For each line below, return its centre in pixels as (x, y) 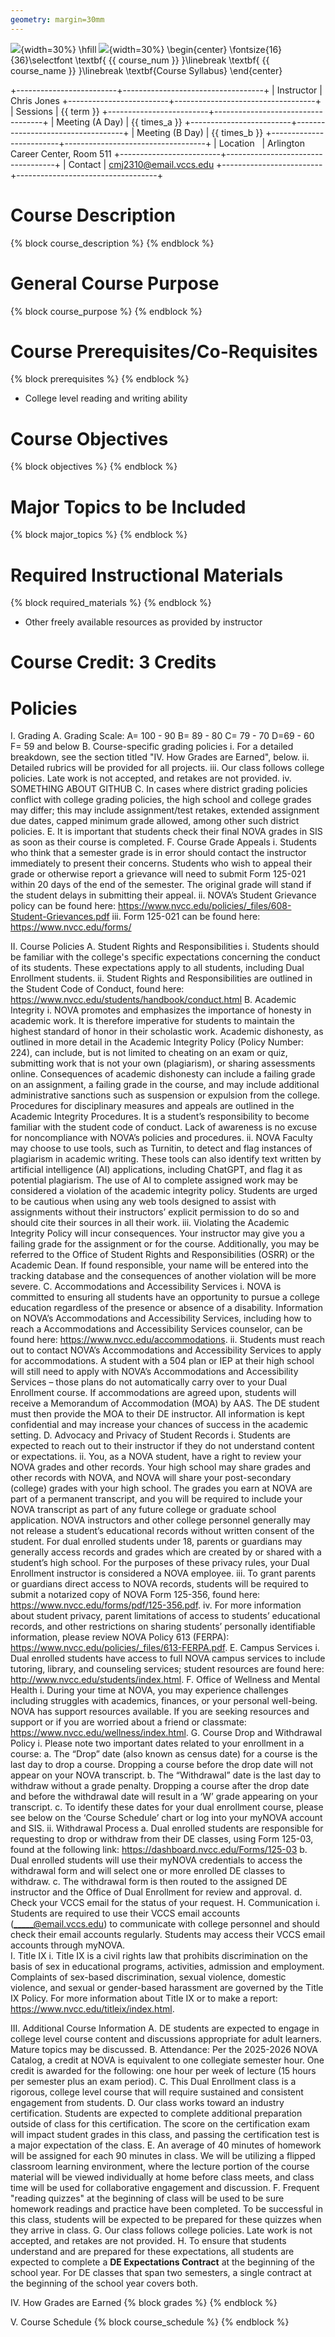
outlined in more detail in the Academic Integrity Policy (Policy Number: (157, 1042)
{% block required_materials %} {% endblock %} (111, 603)
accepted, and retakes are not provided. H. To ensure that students (148, 2241)
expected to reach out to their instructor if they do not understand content (162, 1446)
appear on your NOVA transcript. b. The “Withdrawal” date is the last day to (166, 1775)
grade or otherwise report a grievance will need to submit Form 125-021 (158, 874)
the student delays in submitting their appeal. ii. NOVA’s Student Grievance (163, 895)
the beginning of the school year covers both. (104, 2283)
